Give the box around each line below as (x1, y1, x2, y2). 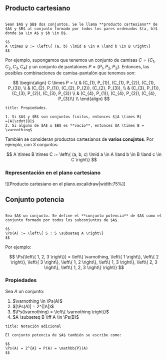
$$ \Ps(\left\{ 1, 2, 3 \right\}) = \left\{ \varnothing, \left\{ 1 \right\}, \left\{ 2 (9, 253, 159, 259)
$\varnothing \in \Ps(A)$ (12, 298, 62, 304)
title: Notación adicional (5, 324, 61, 329)
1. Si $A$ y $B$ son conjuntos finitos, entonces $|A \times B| (5, 114, 142, 120)
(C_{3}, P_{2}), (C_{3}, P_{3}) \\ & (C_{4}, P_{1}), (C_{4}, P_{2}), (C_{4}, (11, 91, 156, 97)
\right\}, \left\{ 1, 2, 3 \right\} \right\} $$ (44, 264, 124, 271)
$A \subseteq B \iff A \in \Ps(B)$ (12, 314, 79, 320)
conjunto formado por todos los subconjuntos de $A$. (5, 217, 120, 223)
